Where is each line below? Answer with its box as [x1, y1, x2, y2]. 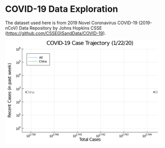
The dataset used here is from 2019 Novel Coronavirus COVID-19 [5, 20, 138, 26]
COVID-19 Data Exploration [5, 3, 119, 15]
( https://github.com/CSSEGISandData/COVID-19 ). [5, 30, 106, 36]
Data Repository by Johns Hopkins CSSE [19, 25, 102, 31]
